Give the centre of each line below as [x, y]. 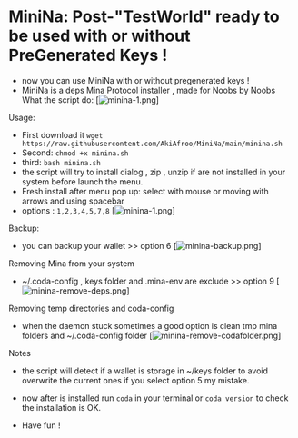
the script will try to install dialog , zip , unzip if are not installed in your [154, 172]
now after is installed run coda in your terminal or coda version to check [155, 398]
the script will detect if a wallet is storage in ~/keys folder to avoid [145, 371]
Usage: [22, 117]
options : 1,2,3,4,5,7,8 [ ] [98, 210]
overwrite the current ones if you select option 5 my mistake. [135, 380]
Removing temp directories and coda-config [91, 308]
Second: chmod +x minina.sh [75, 153]
